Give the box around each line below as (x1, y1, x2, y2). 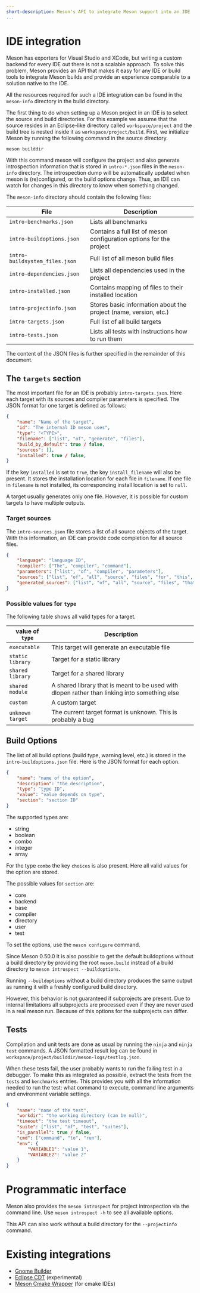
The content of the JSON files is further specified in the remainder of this (6, 350, 186, 357)
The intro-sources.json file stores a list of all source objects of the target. (6, 527, 189, 535)
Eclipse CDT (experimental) (14, 1274, 82, 1281)
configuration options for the (90, 234, 170, 243)
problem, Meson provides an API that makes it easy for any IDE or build (6, 67, 181, 74)
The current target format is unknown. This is (51, 708, 177, 716)
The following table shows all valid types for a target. (6, 613, 136, 620)
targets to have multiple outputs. (6, 499, 86, 507)
